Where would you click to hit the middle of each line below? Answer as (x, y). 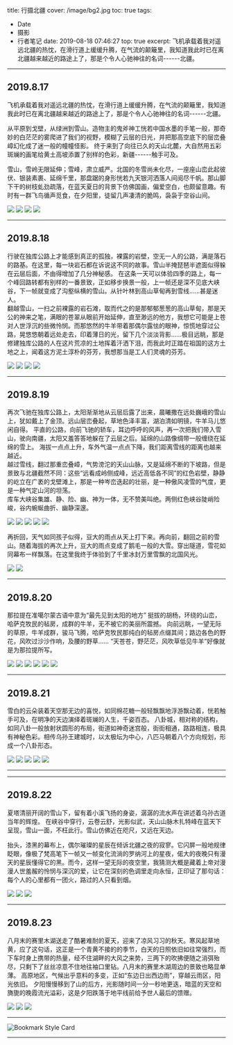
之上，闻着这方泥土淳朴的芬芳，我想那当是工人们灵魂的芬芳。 (101, 351)
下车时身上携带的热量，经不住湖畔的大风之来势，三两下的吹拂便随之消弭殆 (113, 957)
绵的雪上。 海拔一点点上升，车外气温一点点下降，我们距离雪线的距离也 (108, 447)
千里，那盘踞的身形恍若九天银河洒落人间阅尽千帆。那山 (140, 178)
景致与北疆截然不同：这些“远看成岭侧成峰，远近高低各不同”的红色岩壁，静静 (116, 473)
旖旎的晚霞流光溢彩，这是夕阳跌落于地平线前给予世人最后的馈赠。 (101, 992)
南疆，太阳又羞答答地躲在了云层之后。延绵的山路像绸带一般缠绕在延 (128, 438)
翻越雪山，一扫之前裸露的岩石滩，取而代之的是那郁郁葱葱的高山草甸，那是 (113, 308)
